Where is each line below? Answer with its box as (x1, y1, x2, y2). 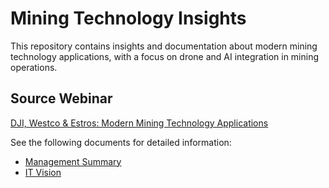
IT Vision (24, 166, 62, 178)
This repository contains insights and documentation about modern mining (10, 40, 318, 52)
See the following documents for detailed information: (10, 136, 232, 148)
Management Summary (24, 155, 122, 167)
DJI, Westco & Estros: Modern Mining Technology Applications (10, 117, 269, 129)
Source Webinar (10, 90, 113, 107)
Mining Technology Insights (10, 7, 247, 30)
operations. (10, 61, 58, 73)
